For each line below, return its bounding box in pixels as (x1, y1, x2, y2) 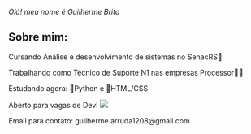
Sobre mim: (8, 30, 68, 44)
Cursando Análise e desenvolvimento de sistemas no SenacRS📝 (8, 52, 223, 62)
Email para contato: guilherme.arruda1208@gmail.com (8, 115, 191, 125)
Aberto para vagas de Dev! (8, 100, 99, 110)
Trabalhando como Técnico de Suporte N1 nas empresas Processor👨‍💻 (8, 67, 244, 77)
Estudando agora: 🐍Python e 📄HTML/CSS (8, 83, 149, 93)
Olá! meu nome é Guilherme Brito (8, 7, 120, 16)
